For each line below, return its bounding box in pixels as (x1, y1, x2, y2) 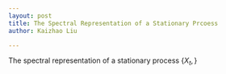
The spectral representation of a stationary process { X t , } (8, 55, 198, 68)
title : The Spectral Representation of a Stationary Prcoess (8, 19, 219, 27)
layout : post (8, 11, 52, 20)
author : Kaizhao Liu (8, 27, 78, 35)
